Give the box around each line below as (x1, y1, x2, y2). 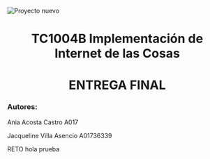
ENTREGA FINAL (68, 77, 166, 93)
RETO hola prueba (7, 144, 60, 153)
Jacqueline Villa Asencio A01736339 (7, 131, 113, 140)
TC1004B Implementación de (31, 31, 204, 47)
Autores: (7, 102, 38, 112)
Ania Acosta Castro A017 (7, 118, 79, 126)
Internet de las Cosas (54, 46, 180, 62)
